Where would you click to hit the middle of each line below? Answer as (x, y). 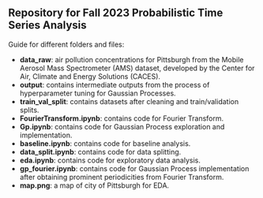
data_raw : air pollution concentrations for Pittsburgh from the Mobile (131, 59)
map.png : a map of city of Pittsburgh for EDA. (94, 185)
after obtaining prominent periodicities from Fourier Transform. (122, 177)
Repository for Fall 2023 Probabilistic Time (116, 13)
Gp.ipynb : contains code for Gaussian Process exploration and (122, 126)
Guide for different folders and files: (66, 44)
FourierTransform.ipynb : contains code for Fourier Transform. (122, 118)
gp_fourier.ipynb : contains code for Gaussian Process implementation (134, 168)
